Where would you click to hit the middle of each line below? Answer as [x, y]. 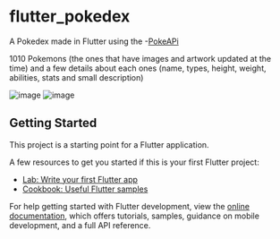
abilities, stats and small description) [76, 77]
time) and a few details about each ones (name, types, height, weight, [138, 68]
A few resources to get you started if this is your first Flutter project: [134, 162]
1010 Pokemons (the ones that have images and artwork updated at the [140, 58]
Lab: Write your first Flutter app [80, 179]
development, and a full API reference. [80, 225]
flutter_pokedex [70, 17]
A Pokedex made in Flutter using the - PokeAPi [94, 41]
